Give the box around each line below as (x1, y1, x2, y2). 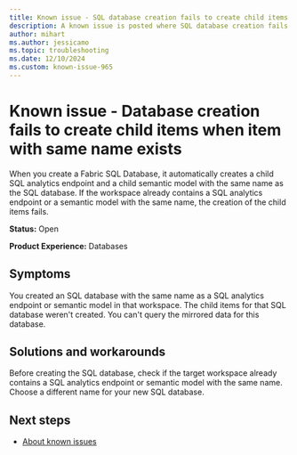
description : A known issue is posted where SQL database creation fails (9, 21, 289, 30)
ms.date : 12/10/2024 (9, 54, 86, 63)
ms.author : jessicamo (9, 37, 90, 47)
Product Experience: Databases (9, 240, 128, 251)
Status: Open (9, 223, 60, 234)
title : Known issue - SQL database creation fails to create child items (9, 12, 289, 22)
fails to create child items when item (9, 120, 282, 141)
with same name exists (9, 139, 182, 159)
